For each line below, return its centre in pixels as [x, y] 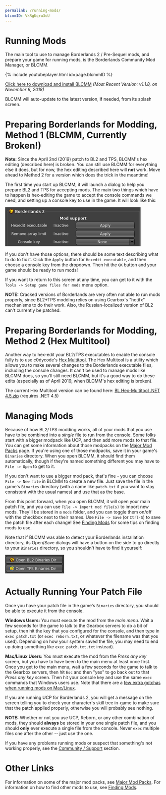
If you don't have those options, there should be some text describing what [82, 254]
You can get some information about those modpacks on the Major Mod [79, 446]
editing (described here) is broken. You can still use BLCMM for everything [81, 165]
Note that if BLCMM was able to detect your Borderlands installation [75, 537]
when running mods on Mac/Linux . [41, 688]
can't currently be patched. [33, 310]
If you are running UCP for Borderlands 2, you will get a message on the [79, 698]
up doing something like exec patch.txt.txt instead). [60, 647]
